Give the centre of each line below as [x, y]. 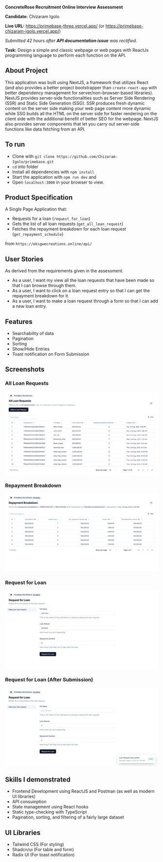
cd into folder [25, 167]
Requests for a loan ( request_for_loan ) [51, 219]
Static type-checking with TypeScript [49, 812]
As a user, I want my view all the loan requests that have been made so [83, 280]
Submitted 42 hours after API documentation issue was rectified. [71, 41]
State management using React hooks [50, 807]
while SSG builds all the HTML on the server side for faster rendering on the [81, 113]
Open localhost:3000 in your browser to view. [58, 182]
